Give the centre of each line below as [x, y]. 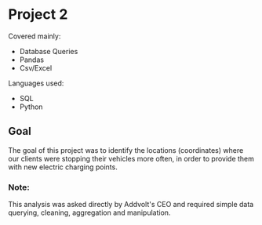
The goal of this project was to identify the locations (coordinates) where [126, 150]
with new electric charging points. [63, 167]
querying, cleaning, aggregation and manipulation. [89, 212]
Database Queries [49, 51]
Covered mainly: [35, 36]
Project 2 [38, 15]
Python [31, 107]
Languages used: [36, 83]
